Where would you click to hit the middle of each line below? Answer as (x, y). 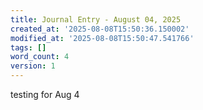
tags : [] (28, 47)
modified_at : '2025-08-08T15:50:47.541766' (102, 38)
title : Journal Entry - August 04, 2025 (96, 19)
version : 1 (33, 66)
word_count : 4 (40, 57)
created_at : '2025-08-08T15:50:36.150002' (100, 29)
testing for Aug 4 (45, 94)
